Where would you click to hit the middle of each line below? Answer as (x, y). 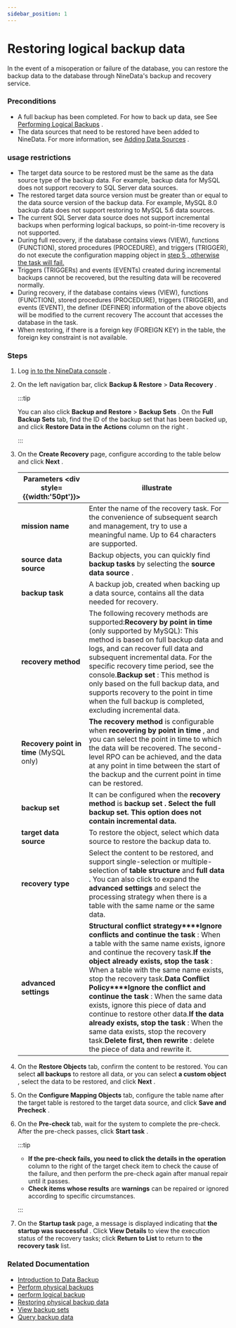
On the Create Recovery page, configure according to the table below (119, 454)
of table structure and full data (172, 871)
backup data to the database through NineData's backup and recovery (110, 75)
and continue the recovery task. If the (150, 952)
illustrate (157, 488)
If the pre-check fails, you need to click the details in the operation (127, 1159)
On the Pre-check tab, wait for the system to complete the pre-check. (119, 1124)
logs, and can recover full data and (146, 649)
